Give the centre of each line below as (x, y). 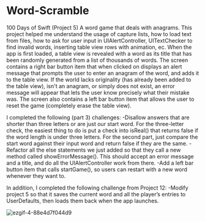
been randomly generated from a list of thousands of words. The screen (97, 60)
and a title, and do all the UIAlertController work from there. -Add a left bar (100, 163)
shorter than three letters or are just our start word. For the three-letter (95, 124)
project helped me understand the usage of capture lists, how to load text (99, 34)
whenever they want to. (36, 176)
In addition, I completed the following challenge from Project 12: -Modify (97, 188)
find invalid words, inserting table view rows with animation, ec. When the (99, 47)
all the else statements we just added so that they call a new (105, 150)
